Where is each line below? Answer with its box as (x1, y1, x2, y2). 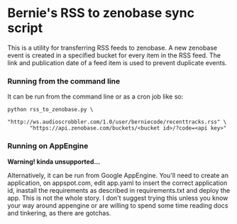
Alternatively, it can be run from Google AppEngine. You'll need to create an (7, 171, 229, 179)
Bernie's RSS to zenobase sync (7, 5, 195, 21)
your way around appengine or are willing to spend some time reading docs (7, 201, 228, 210)
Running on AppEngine (7, 141, 89, 151)
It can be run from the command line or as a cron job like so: (7, 92, 184, 101)
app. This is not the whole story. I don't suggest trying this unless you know (7, 194, 228, 202)
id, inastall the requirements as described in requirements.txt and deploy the (7, 186, 231, 194)
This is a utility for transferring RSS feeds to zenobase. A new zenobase (7, 43, 218, 52)
